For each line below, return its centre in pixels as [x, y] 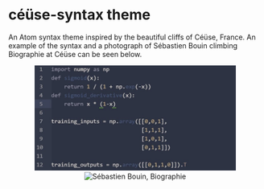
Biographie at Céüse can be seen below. [75, 54]
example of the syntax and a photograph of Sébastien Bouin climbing [123, 45]
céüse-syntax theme [80, 15]
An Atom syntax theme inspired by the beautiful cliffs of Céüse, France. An [132, 37]
